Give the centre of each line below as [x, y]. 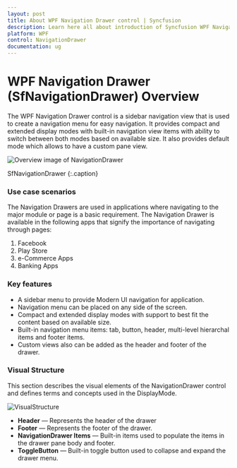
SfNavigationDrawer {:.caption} [53, 173]
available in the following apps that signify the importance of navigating [111, 222]
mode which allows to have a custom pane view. [78, 146]
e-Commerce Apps [45, 258]
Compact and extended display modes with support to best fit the [113, 314]
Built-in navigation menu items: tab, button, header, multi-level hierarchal [123, 330]
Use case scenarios [42, 191]
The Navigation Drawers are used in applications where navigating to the [113, 207]
